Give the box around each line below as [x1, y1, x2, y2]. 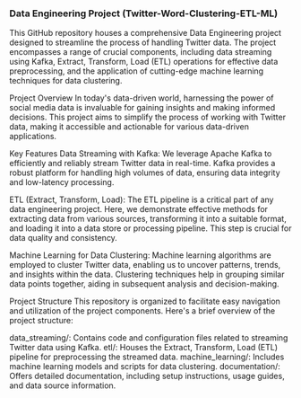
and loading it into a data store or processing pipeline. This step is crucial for [9, 223, 293, 234]
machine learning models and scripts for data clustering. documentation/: [9, 361, 280, 372]
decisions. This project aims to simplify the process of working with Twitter [9, 111, 287, 123]
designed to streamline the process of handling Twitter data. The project [9, 37, 277, 48]
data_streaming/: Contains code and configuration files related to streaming [9, 332, 288, 343]
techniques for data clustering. [9, 75, 123, 86]
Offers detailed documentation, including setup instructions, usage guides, [9, 371, 285, 382]
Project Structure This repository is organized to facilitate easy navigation [9, 296, 280, 307]
